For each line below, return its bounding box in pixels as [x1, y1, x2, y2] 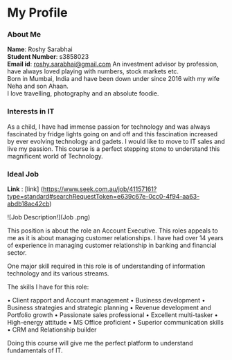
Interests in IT [7, 107, 55, 116]
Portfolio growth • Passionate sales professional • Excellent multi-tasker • [7, 311, 218, 319]
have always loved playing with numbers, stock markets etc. [7, 67, 179, 75]
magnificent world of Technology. [7, 152, 104, 160]
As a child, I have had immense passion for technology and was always [7, 123, 211, 131]
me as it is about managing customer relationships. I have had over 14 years [7, 234, 224, 242]
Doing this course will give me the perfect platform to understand [7, 339, 193, 348]
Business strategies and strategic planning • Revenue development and [7, 303, 211, 312]
